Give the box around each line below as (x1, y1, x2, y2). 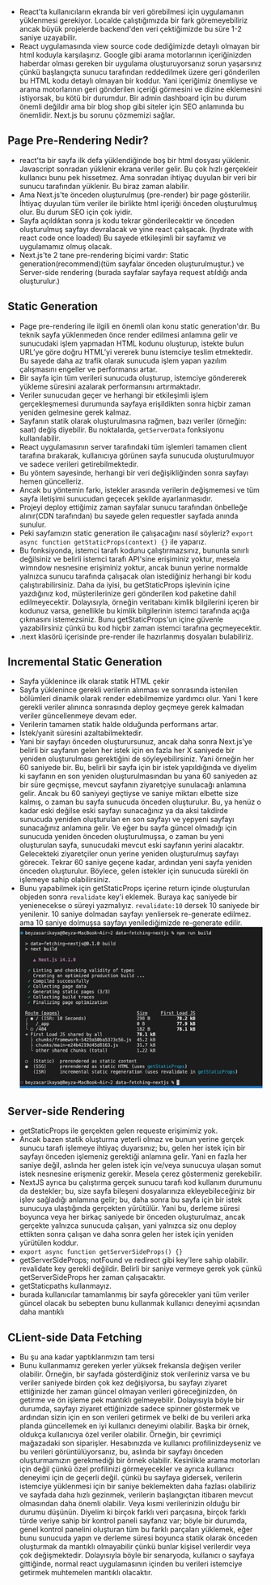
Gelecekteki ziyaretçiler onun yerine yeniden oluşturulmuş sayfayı (19, 849, 239, 859)
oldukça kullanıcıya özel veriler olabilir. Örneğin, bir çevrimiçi (19, 1429, 222, 1439)
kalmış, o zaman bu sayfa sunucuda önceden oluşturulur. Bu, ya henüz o (19, 797, 262, 807)
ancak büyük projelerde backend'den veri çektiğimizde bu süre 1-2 (19, 24, 242, 33)
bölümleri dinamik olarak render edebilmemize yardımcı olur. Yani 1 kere (19, 694, 259, 704)
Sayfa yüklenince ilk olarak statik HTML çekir (19, 677, 170, 687)
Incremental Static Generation (7, 655, 163, 669)
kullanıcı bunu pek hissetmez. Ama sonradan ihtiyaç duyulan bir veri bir (19, 172, 257, 182)
